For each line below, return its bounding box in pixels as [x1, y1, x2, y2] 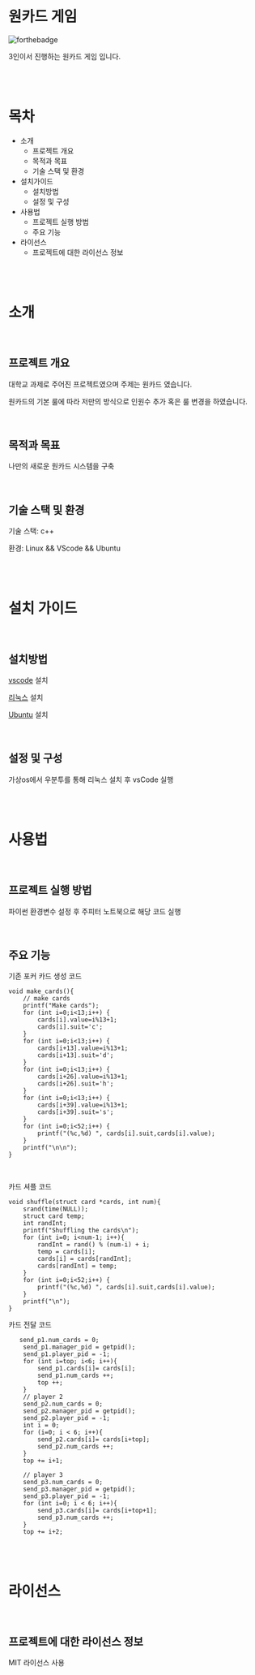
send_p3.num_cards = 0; [23, 1479, 104, 1487]
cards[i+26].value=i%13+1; [37, 1073, 129, 1081]
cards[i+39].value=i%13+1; [37, 1101, 129, 1109]
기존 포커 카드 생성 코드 [8, 971, 83, 981]
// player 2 [23, 1393, 63, 1401]
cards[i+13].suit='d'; [37, 1051, 114, 1060]
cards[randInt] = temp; [37, 1262, 117, 1271]
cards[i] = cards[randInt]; [37, 1255, 132, 1263]
